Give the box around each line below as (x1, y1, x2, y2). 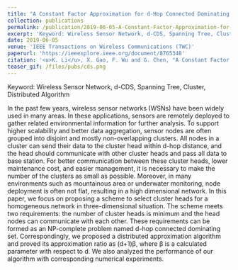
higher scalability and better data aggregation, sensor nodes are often (7, 126, 212, 135)
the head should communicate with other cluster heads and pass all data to (7, 149, 227, 157)
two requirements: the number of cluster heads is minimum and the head (7, 209, 220, 218)
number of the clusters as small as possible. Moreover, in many (7, 171, 192, 180)
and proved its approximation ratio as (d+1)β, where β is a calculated (7, 239, 208, 248)
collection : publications (7, 17, 84, 24)
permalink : (7, 23, 40, 30)
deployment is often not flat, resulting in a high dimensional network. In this (7, 186, 227, 195)
